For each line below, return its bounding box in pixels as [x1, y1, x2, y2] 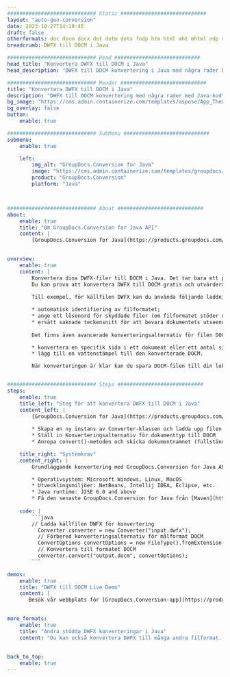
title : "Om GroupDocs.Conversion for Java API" [19, 224, 157, 231]
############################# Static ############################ [7, 10, 207, 17]
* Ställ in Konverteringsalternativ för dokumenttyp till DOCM [31, 432, 216, 439]
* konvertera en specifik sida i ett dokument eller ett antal [31, 344, 216, 351]
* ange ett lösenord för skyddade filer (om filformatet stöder [31, 312, 219, 319]
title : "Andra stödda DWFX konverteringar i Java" [19, 628, 167, 635]
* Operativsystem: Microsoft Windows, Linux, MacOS [31, 476, 183, 483]
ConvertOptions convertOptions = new [37, 539, 146, 547]
